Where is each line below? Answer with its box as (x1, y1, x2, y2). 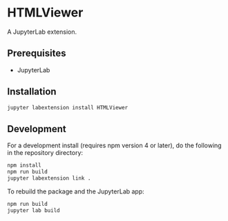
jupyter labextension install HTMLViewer (7, 104, 129, 111)
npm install (7, 162, 41, 169)
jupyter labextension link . (7, 175, 91, 182)
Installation (7, 86, 57, 98)
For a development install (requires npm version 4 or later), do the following (7, 141, 222, 149)
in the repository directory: (7, 149, 84, 157)
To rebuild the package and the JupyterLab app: (7, 187, 145, 196)
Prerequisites (7, 48, 66, 59)
